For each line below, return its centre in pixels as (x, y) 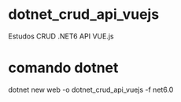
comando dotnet (63, 68)
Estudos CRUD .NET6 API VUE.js (61, 36)
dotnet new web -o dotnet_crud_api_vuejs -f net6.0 (91, 89)
